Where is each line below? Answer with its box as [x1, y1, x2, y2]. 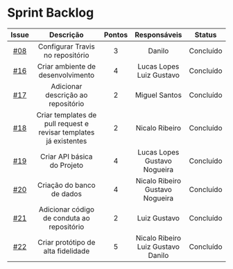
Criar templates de [36, 110, 97, 119]
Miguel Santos [135, 90, 182, 100]
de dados [51, 189, 82, 198]
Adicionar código [38, 205, 95, 214]
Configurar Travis [37, 42, 95, 51]
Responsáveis [135, 30, 182, 40]
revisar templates [37, 127, 95, 137]
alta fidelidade [43, 246, 90, 256]
